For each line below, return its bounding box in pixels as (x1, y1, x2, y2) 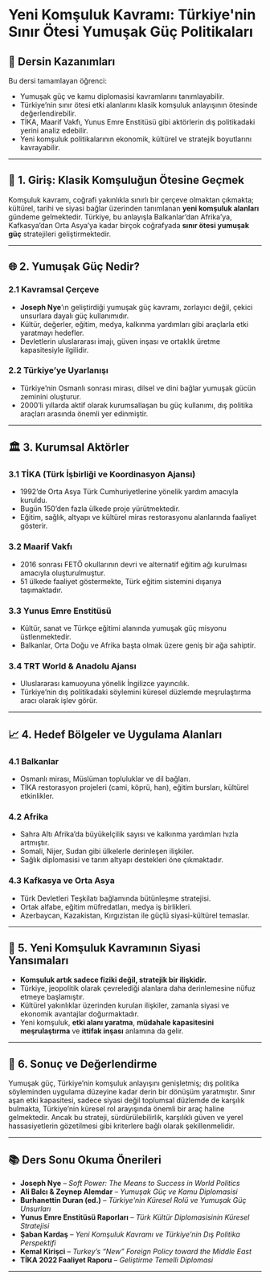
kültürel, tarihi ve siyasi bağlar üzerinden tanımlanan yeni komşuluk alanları (8, 203, 260, 213)
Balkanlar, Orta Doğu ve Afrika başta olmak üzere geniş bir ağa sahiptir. (19, 640, 256, 650)
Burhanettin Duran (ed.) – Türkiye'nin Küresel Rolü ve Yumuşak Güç (19, 1196, 247, 1205)
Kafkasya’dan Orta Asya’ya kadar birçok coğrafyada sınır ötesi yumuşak (8, 220, 250, 230)
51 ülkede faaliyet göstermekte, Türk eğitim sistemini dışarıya (19, 576, 223, 586)
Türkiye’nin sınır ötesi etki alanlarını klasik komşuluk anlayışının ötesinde (19, 100, 258, 109)
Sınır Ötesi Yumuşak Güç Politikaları (8, 22, 253, 41)
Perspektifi (19, 1238, 56, 1248)
